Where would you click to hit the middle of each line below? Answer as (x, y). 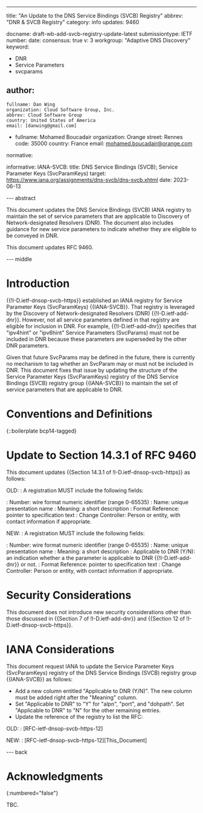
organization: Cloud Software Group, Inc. (60, 110)
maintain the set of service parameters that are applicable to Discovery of (98, 216)
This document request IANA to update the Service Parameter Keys (90, 666)
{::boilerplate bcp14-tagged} (42, 431)
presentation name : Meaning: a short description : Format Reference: (93, 508)
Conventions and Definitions (79, 414)
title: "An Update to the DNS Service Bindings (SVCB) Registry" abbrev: (95, 15)
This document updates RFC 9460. (50, 247)
